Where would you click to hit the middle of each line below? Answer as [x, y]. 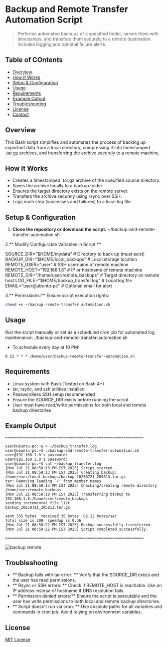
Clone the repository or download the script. [59, 229]
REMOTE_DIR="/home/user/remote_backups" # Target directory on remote [82, 275]
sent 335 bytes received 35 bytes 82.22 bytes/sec [61, 516]
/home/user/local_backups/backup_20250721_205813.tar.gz [66, 477]
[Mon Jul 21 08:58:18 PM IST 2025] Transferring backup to [68, 494]
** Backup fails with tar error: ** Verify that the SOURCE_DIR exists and [86, 575]
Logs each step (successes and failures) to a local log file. [72, 202]
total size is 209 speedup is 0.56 [43, 520]
